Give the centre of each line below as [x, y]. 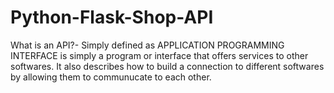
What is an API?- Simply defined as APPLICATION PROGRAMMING [147, 45]
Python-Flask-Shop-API [112, 17]
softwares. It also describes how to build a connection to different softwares [167, 66]
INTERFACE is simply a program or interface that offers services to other [159, 55]
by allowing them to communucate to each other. [111, 77]
